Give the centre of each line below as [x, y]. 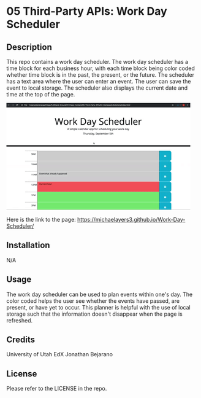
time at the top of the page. [41, 94]
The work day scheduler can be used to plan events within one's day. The [100, 294]
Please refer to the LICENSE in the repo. [57, 389]
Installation [28, 245]
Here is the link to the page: [41, 220]
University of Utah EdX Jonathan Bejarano [60, 354]
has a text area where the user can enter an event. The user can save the [99, 81]
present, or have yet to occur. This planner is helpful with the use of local [99, 307]
